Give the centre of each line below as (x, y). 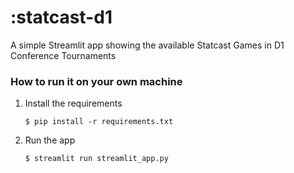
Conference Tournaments (63, 55)
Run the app (50, 140)
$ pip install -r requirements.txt (99, 122)
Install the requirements (73, 103)
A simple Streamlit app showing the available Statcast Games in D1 (147, 45)
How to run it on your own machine (96, 81)
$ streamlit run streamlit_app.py (96, 159)
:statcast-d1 (61, 17)
